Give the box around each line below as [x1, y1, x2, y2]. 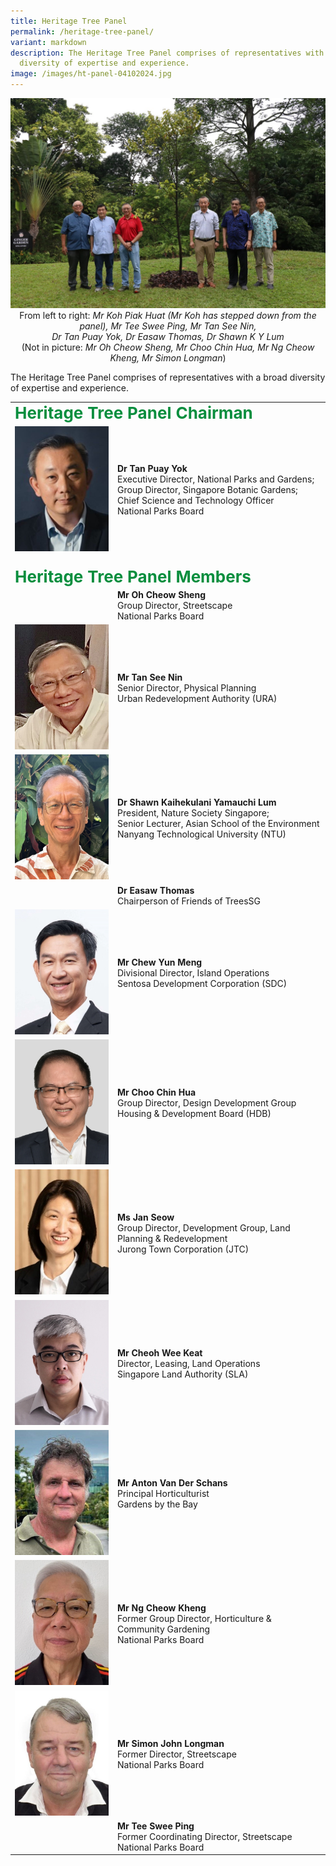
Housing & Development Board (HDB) [117, 1108, 272, 1120]
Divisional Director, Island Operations [117, 966, 270, 979]
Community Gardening [117, 1623, 211, 1635]
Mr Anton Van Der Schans [117, 1476, 228, 1489]
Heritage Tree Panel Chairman [14, 403, 253, 424]
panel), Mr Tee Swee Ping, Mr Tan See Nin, [79, 320, 257, 332]
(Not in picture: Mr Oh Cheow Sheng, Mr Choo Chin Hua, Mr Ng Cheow [21, 341, 315, 353]
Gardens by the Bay [117, 1498, 198, 1510]
